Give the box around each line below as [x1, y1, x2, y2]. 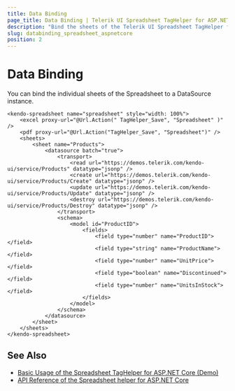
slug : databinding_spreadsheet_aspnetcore [7, 29, 133, 37]
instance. [7, 97, 34, 106]
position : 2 [7, 36, 42, 43]
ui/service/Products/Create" [7, 178, 92, 185]
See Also [7, 350, 47, 362]
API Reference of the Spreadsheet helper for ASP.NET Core [17, 376, 189, 384]
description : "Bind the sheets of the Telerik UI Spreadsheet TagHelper [7, 23, 224, 30]
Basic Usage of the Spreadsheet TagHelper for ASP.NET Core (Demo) [17, 368, 219, 376]
